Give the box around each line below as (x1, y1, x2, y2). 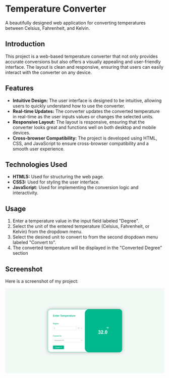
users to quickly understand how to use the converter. (12, 103, 125, 109)
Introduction (5, 40, 45, 49)
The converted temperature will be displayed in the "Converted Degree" (12, 245, 162, 251)
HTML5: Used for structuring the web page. (12, 174, 104, 180)
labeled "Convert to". (12, 240, 57, 246)
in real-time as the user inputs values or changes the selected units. (12, 113, 154, 119)
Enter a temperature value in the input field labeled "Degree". (12, 218, 140, 224)
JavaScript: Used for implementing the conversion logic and (12, 184, 139, 191)
